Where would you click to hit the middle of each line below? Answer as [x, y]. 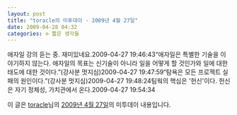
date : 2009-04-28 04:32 [42, 27]
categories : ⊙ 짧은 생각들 [44, 34]
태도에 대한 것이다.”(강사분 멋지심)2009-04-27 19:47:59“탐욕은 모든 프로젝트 [114, 72]
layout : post [27, 14]
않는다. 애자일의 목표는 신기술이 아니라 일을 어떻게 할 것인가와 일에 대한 [130, 63]
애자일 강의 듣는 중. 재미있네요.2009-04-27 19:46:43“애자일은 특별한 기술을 [113, 54]
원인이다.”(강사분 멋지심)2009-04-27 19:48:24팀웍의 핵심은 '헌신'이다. [119, 81]
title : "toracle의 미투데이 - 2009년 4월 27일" [73, 20]
